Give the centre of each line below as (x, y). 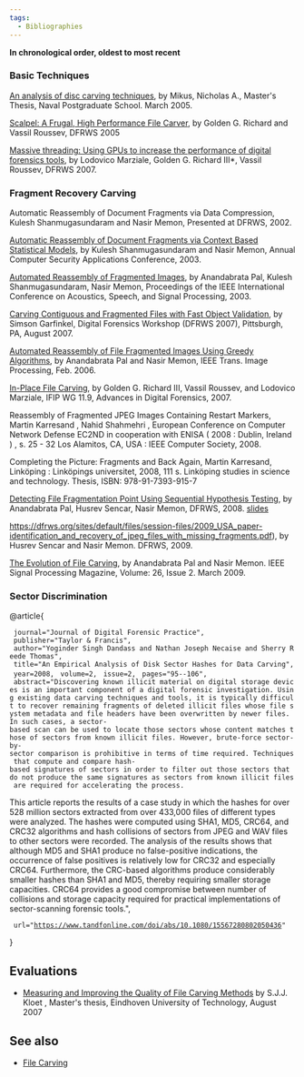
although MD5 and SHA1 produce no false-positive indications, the (134, 851)
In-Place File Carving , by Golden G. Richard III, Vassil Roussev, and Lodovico (152, 388)
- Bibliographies (50, 26)
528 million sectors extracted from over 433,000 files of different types (142, 812)
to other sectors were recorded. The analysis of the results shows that (141, 841)
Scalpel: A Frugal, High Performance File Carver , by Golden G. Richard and (149, 123)
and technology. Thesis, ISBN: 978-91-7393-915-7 (103, 481)
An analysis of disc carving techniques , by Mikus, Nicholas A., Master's (143, 96)
